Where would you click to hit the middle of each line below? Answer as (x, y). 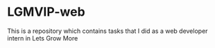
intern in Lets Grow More (43, 38)
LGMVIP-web (46, 12)
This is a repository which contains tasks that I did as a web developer (108, 31)
